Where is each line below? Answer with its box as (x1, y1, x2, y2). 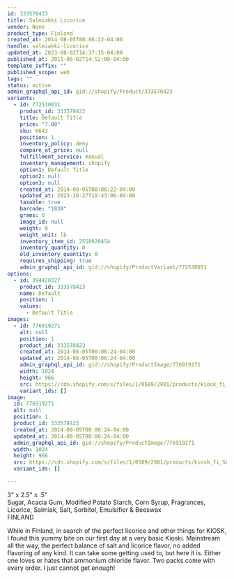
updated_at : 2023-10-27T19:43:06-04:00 (19, 192, 136, 199)
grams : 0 (19, 212, 45, 219)
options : (7, 270, 33, 277)
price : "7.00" (19, 120, 61, 128)
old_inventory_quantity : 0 (19, 251, 98, 258)
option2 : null (19, 173, 61, 180)
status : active (7, 82, 52, 89)
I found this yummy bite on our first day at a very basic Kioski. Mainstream (7, 534, 221, 542)
